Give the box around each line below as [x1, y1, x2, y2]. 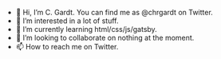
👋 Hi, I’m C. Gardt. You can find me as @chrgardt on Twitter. [15, 8, 213, 17]
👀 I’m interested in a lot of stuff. [15, 16, 119, 26]
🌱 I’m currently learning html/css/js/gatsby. [15, 25, 157, 33]
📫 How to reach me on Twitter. [15, 42, 119, 51]
